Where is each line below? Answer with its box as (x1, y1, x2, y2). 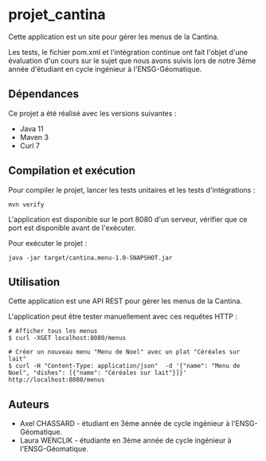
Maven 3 (19, 132, 49, 142)
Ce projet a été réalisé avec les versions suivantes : (8, 108, 177, 118)
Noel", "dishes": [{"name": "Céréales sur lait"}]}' (8, 369, 187, 377)
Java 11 (19, 123, 44, 133)
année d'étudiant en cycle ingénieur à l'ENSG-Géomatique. (8, 64, 202, 73)
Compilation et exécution (8, 164, 135, 178)
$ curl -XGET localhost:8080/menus (8, 334, 127, 342)
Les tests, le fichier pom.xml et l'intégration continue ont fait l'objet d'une (8, 47, 248, 57)
